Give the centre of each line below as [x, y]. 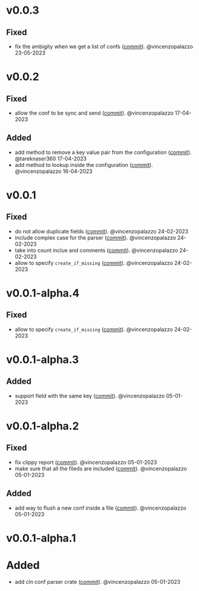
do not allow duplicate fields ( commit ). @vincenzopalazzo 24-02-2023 [102, 231]
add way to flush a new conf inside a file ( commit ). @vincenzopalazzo [100, 508]
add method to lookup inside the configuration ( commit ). [84, 165]
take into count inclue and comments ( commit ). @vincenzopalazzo [96, 250]
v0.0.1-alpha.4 [43, 293]
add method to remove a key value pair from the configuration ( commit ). [103, 152]
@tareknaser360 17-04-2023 [51, 159]
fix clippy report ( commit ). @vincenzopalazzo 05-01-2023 [86, 462]
